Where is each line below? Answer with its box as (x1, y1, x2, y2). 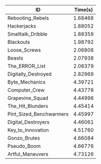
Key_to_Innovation (7, 127, 49, 133)
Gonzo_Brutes (7, 135, 40, 141)
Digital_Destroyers (7, 119, 50, 125)
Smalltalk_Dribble (7, 31, 48, 37)
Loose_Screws (7, 47, 41, 53)
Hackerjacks (7, 23, 37, 29)
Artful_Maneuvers (7, 151, 49, 157)
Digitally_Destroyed (7, 71, 52, 77)
